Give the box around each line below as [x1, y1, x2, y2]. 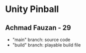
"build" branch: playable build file [12, 42, 81, 48]
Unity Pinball [5, 3, 59, 15]
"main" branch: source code [12, 36, 71, 42]
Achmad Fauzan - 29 [5, 23, 71, 32]
